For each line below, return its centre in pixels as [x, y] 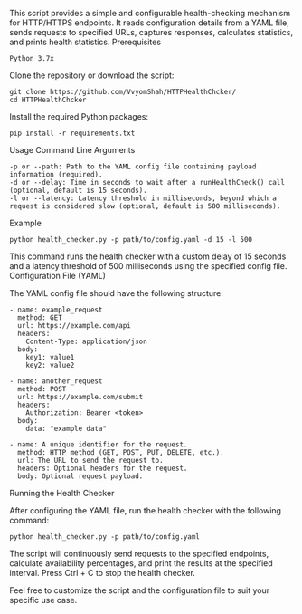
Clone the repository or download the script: [92, 75]
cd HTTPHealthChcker [48, 100]
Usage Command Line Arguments [72, 150]
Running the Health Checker [62, 493]
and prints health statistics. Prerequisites [85, 42]
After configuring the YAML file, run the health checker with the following [146, 510]
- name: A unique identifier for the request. [99, 445]
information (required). [56, 175]
